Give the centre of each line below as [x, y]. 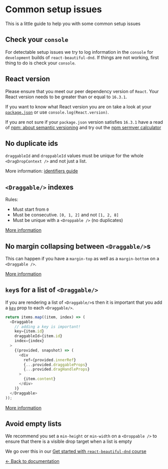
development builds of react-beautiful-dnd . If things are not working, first [82, 57]
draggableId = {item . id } [38, 336]
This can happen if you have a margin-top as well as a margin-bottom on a [82, 259]
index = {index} [29, 341]
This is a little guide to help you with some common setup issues [73, 24]
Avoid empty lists [34, 424]
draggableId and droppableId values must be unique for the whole [74, 156]
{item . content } [40, 379]
